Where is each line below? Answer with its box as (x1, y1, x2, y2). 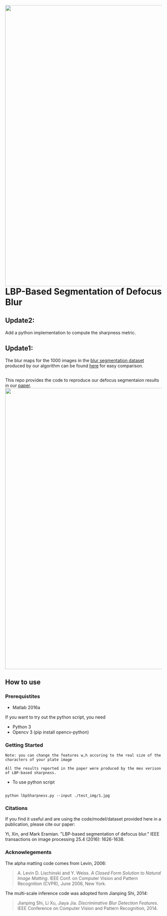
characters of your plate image (5, 757, 72, 762)
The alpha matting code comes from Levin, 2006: (5, 860, 107, 866)
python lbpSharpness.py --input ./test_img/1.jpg (5, 793, 110, 798)
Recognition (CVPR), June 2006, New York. (17, 881, 106, 887)
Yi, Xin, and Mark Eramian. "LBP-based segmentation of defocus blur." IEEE (5, 831, 160, 837)
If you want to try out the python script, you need (5, 714, 106, 720)
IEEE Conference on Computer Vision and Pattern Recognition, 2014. (17, 905, 158, 911)
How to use (5, 678, 41, 687)
